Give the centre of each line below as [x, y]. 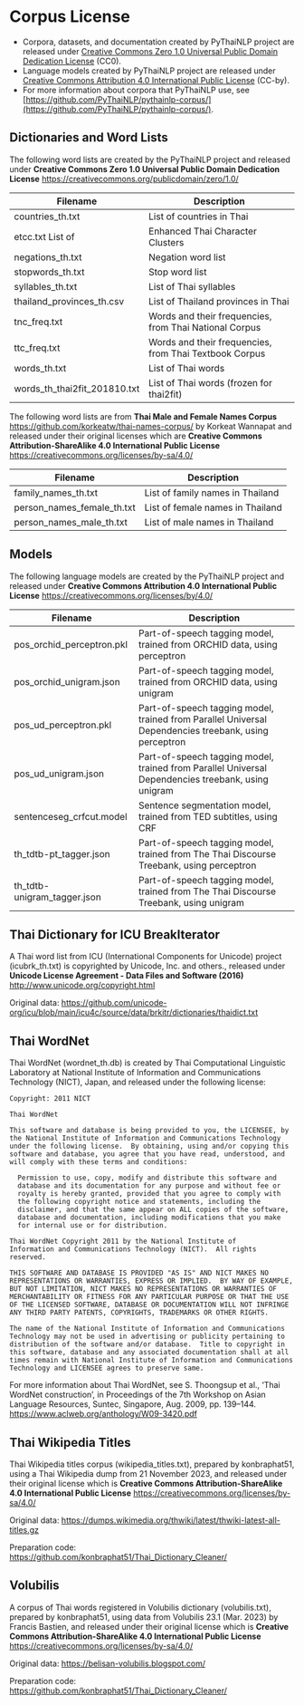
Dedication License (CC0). [72, 61]
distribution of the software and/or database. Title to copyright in [147, 1344]
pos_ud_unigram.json [59, 774]
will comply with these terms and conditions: [99, 1162]
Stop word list [178, 272]
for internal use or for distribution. [93, 1226]
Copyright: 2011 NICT [50, 1099]
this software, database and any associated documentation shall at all [149, 1353]
